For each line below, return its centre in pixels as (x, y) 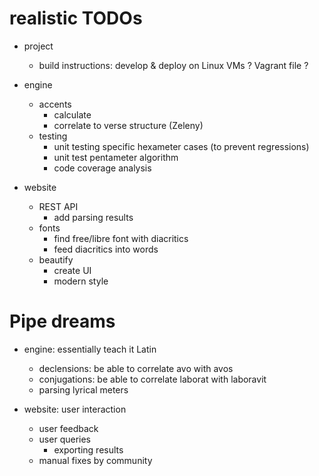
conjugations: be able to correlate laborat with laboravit (152, 379)
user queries (64, 439)
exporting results (88, 449)
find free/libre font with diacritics (121, 238)
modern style (81, 281)
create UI (72, 270)
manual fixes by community (95, 460)
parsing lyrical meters (83, 389)
